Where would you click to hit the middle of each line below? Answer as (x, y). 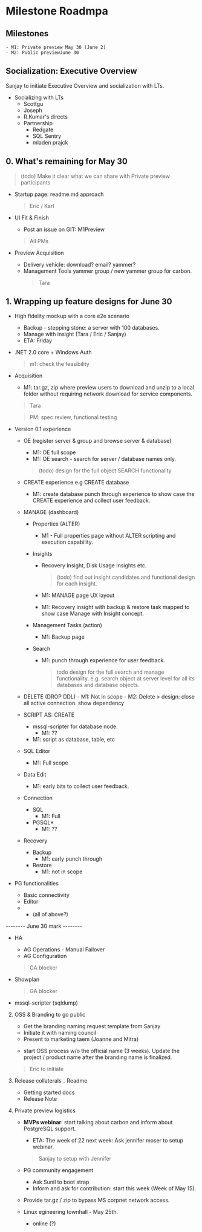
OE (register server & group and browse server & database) (97, 441)
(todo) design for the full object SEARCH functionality (105, 471)
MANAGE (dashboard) (51, 512)
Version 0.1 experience (43, 429)
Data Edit (35, 775)
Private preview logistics (45, 1110)
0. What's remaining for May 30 (67, 161)
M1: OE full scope (54, 452)
